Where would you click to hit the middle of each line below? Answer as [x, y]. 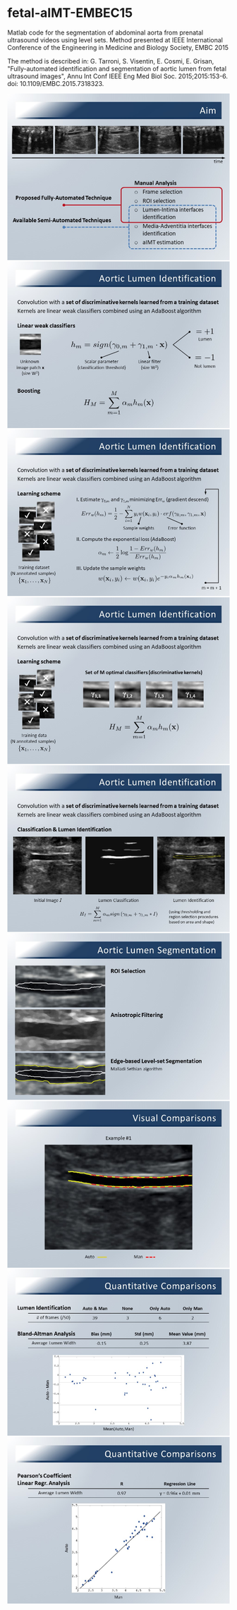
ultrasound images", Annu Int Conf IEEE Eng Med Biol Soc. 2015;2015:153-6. [117, 76]
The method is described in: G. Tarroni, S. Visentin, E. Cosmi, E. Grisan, [111, 61]
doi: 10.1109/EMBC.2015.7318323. [56, 83]
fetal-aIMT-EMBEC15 [70, 13]
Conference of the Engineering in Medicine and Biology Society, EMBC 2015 [118, 47]
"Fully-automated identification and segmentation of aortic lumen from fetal [117, 68]
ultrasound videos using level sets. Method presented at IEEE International [115, 39]
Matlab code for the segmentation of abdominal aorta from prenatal [105, 32]
